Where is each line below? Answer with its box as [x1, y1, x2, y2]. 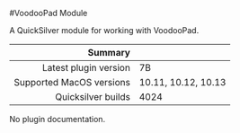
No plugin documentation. [9, 114, 106, 124]
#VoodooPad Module [9, 8, 88, 18]
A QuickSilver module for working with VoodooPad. [9, 25, 200, 35]
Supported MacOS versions [13, 76, 130, 88]
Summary [87, 47, 130, 58]
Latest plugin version [41, 62, 130, 74]
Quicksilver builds [55, 91, 130, 102]
